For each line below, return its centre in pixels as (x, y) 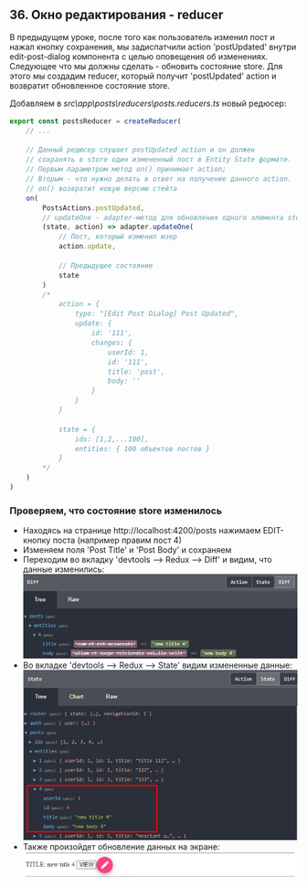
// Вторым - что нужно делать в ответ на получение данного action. (159, 179)
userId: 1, (128, 352)
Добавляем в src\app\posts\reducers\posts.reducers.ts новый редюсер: (148, 103)
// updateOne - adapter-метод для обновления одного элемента (163, 217)
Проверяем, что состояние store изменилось (116, 511)
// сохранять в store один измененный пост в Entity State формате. (159, 160)
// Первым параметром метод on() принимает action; (126, 169)
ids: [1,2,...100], (111, 439)
